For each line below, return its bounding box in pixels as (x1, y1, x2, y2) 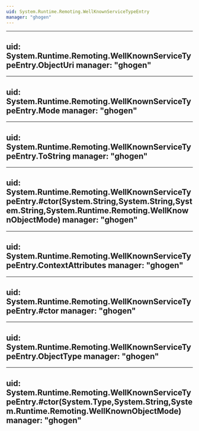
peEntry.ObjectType (6, 351, 82, 361)
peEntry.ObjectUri (6, 60, 75, 70)
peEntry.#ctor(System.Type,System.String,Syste (6, 397, 193, 407)
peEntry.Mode (6, 105, 60, 115)
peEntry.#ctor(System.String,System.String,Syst (6, 197, 192, 207)
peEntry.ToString (6, 151, 71, 161)
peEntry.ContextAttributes (6, 260, 107, 271)
